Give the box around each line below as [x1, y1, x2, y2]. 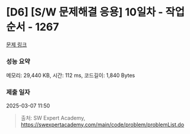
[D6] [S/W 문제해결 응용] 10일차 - [6, 5, 163, 19]
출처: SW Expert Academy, [20, 114, 85, 122]
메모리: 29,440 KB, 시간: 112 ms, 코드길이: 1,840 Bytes [6, 72, 135, 79]
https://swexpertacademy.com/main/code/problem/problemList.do [20, 121, 185, 128]
